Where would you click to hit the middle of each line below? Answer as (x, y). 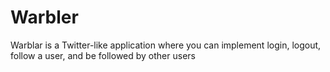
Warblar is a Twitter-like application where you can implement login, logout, (166, 45)
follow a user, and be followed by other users (103, 55)
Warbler (44, 17)
